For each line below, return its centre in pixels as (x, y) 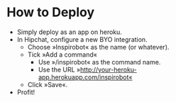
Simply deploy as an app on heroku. (69, 32)
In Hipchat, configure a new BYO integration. (82, 39)
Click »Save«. (48, 84)
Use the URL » (59, 69)
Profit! (26, 92)
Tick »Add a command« (62, 55)
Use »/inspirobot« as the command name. (99, 62)
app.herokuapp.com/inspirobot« (85, 77)
